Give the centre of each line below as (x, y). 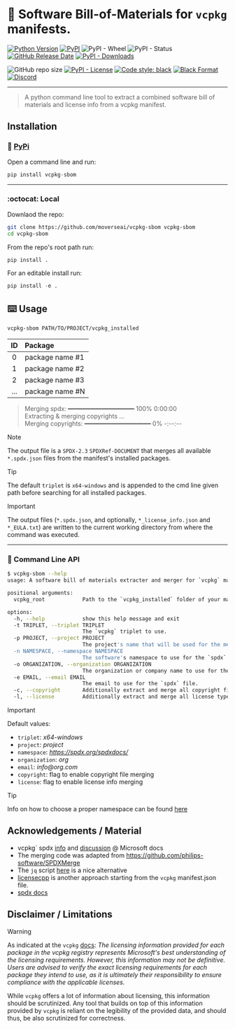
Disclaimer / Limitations (60, 915)
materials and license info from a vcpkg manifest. (95, 104)
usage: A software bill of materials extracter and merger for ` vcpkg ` (114, 580)
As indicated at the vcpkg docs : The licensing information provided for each (116, 945)
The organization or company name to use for (150, 671)
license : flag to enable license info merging (80, 782)
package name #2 (55, 368)
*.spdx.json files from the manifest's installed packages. (89, 458)
